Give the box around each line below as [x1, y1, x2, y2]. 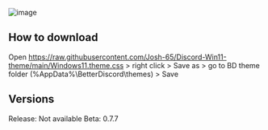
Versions [8, 92, 55, 106]
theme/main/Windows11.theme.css [8, 60, 124, 70]
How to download [8, 30, 98, 44]
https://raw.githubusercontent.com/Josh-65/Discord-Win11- [27, 52, 228, 62]
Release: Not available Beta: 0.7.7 [8, 113, 119, 124]
